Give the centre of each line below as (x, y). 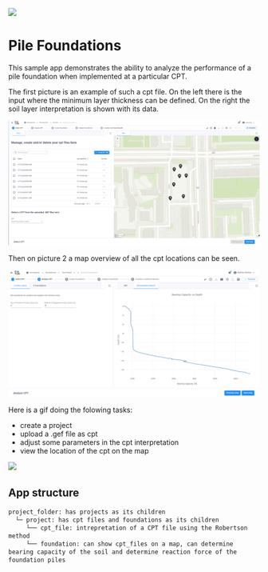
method (19, 536)
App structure (44, 492)
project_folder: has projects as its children (87, 512)
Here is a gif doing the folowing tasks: (71, 410)
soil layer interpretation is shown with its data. (84, 109)
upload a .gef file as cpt (59, 434)
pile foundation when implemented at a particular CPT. (98, 76)
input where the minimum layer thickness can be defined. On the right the (129, 100)
